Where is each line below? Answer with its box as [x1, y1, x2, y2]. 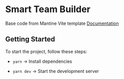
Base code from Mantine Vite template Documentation [5, 20, 119, 26]
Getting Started [5, 35, 55, 44]
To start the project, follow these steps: [5, 48, 87, 54]
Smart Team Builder [5, 4, 90, 15]
